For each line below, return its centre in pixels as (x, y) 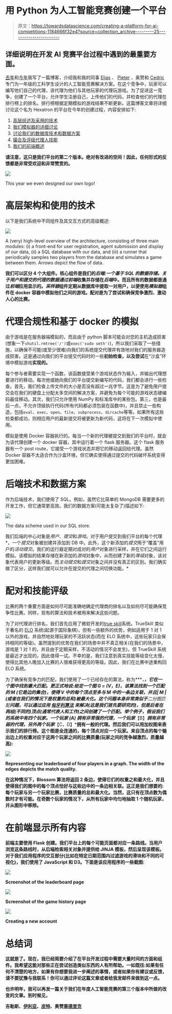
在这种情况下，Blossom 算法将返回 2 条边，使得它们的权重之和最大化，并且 (85, 779)
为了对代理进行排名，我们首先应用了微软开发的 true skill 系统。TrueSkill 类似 (84, 623)
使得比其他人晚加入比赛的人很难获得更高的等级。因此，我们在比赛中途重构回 (86, 662)
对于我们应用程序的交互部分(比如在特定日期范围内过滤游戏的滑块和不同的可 (85, 856)
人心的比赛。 (19, 299)
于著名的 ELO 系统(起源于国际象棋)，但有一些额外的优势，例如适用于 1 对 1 (83, 630)
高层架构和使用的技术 (50, 205)
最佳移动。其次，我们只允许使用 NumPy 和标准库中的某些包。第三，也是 (86, 399)
